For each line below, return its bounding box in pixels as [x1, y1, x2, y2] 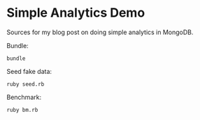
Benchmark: [6, 93, 42, 101]
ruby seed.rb [6, 80, 45, 88]
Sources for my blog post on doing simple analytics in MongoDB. [6, 28, 194, 36]
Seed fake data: [6, 67, 52, 75]
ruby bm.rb [6, 106, 38, 113]
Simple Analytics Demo [6, 5, 145, 21]
